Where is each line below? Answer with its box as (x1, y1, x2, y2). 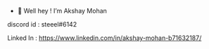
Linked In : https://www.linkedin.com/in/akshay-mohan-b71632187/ (7, 34, 202, 42)
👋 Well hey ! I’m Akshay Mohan (17, 7, 108, 15)
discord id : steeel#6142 (7, 20, 77, 28)
